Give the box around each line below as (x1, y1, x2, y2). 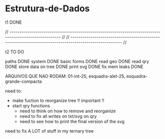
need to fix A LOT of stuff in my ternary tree (5, 128, 94, 134)
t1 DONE (5, 19, 22, 25)
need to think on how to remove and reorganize (19, 108, 116, 114)
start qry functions (12, 103, 50, 108)
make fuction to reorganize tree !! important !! (12, 97, 104, 104)
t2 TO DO (5, 49, 25, 55)
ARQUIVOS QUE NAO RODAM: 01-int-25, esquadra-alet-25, (5, 73, 126, 79)
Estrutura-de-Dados (5, 3, 90, 14)
